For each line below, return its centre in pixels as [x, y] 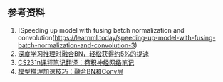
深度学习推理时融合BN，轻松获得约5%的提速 [83, 53]
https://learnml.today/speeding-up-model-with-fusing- [135, 37]
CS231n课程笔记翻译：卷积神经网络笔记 [76, 62]
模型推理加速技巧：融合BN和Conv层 [71, 71]
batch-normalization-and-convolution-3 [76, 45]
